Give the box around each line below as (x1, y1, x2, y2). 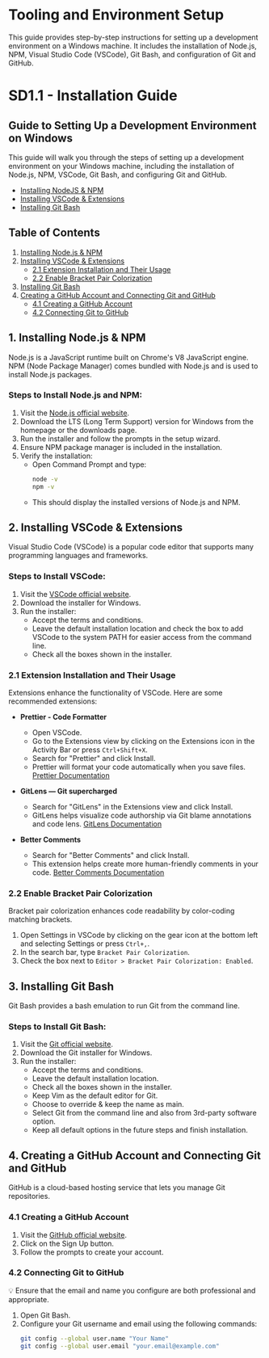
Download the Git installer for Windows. (19, 1048, 153, 1057)
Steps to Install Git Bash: (8, 1021, 107, 1032)
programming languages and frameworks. (8, 551, 149, 561)
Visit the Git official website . (19, 1040, 114, 1049)
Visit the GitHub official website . (19, 1230, 128, 1239)
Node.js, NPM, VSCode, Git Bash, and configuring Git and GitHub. (8, 170, 228, 179)
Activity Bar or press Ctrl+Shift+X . (32, 745, 148, 755)
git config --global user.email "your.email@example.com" (19, 1342, 220, 1350)
